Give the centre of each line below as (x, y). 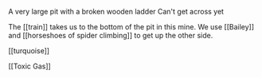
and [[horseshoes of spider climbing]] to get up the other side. (111, 35)
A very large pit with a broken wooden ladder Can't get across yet (116, 12)
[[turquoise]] (29, 51)
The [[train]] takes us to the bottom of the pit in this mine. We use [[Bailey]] (131, 27)
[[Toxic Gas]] (30, 66)
